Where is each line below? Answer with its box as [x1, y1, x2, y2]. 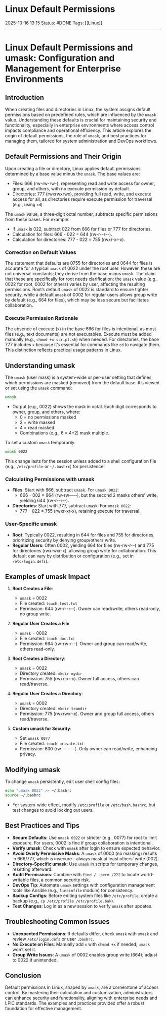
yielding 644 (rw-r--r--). [19, 497, 69, 504]
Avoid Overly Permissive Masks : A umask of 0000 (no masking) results [12, 850, 157, 856]
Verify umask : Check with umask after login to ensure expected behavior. [12, 845, 161, 851]
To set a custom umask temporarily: [5, 440, 76, 446]
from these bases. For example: [5, 216, 70, 222]
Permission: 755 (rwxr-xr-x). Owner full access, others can [19, 676, 139, 682]
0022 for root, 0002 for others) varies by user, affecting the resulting [5, 281, 145, 287]
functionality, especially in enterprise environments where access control [5, 122, 154, 128]
